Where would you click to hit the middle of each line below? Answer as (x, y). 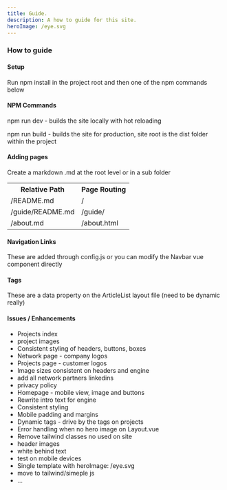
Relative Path (43, 189)
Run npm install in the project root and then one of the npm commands (107, 82)
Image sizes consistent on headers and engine (83, 370)
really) (16, 303)
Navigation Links (32, 241)
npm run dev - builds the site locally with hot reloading (84, 121)
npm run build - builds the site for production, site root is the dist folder (108, 134)
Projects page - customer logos (62, 363)
